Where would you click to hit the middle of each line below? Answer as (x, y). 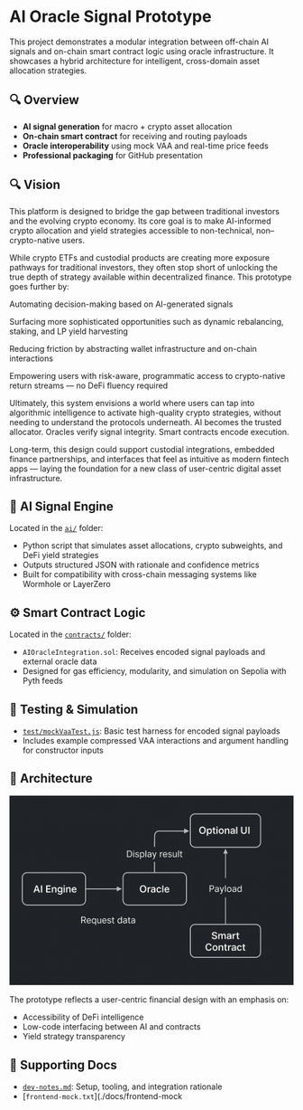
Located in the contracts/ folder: (71, 634)
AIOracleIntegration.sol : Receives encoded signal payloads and (144, 652)
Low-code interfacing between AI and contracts (111, 1027)
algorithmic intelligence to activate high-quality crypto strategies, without (145, 413)
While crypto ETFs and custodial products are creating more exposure (140, 257)
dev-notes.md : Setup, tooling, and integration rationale (122, 1086)
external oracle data (60, 661)
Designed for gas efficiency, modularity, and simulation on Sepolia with (154, 671)
